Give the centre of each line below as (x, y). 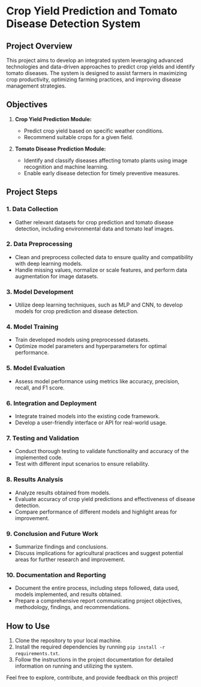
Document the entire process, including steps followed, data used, (97, 588)
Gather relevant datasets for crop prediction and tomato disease (94, 222)
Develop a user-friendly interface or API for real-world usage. (91, 422)
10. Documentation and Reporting (56, 575)
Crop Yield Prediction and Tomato (92, 11)
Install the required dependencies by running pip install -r (90, 647)
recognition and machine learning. (66, 167)
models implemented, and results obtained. (68, 595)
